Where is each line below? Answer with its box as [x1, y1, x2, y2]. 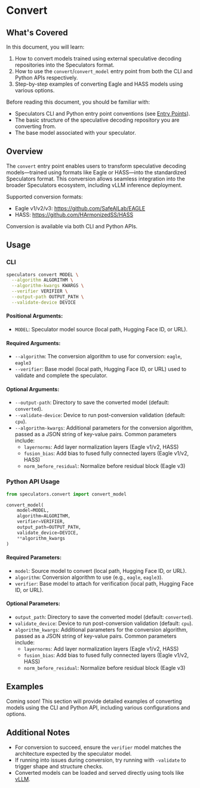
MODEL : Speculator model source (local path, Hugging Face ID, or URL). [14, 325, 188, 333]
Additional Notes [6, 727, 70, 738]
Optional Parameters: [6, 600, 61, 607]
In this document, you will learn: [6, 43, 85, 50]
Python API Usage [6, 478, 60, 486]
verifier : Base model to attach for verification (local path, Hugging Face [14, 579, 194, 587]
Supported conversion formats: [6, 193, 83, 200]
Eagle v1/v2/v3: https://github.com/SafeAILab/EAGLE [14, 204, 146, 212]
